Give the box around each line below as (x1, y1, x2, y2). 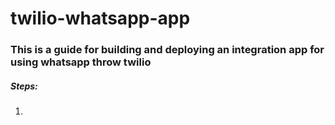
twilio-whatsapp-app (10, 7, 191, 30)
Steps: (10, 80, 38, 92)
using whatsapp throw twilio (10, 55, 152, 69)
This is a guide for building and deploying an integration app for (10, 43, 325, 57)
